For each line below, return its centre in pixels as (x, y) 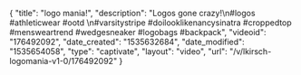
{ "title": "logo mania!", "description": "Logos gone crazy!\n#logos (132, 13)
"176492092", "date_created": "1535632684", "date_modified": (127, 42)
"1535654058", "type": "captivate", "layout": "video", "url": (119, 52)
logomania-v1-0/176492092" (63, 61)
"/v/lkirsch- (251, 52)
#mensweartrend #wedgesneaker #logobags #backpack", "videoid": (138, 32)
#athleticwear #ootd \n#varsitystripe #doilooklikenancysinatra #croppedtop (150, 23)
